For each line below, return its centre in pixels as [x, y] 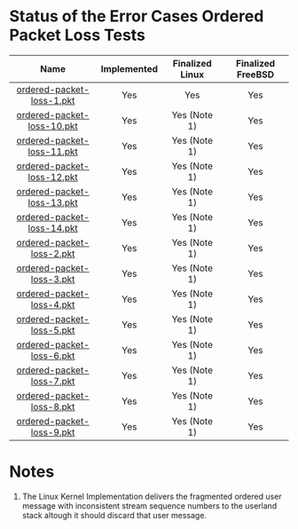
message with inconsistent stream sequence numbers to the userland [149, 505]
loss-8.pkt [53, 407]
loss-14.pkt [53, 228]
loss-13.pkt [53, 202]
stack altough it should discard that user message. [114, 515]
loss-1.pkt [53, 100]
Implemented [129, 68]
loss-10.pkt [53, 126]
